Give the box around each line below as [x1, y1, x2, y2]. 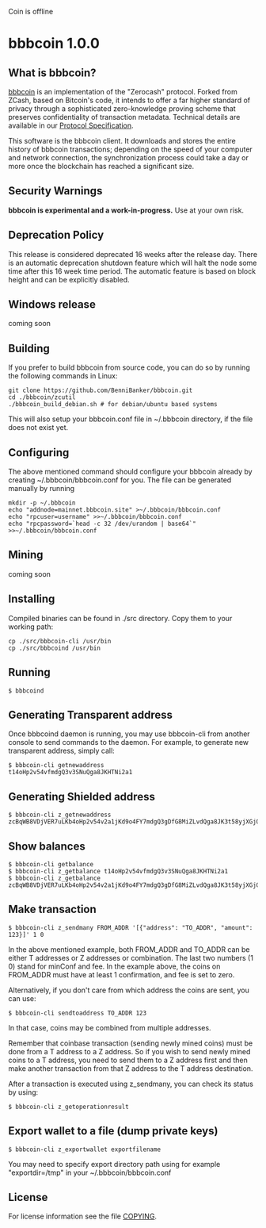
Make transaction [8, 903, 97, 916]
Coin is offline [8, 7, 54, 16]
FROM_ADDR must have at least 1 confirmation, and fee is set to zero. [8, 969, 235, 979]
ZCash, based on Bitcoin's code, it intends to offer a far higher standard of [8, 95, 251, 105]
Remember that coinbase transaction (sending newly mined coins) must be [8, 1038, 253, 1048]
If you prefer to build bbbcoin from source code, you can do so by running [8, 363, 251, 372]
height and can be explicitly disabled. [8, 274, 130, 284]
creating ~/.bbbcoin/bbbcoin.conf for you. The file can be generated [8, 475, 232, 485]
